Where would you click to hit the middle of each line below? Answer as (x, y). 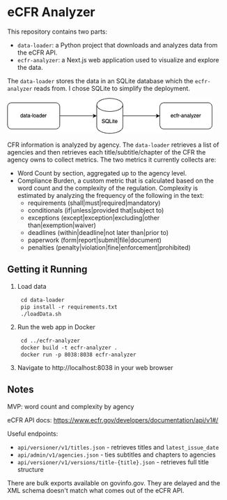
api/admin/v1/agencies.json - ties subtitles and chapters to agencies (116, 455)
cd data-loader (42, 300)
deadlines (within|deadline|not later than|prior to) (98, 232)
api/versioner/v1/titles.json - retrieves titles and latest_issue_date (118, 447)
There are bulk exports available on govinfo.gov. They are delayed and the (114, 483)
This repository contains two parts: (57, 31)
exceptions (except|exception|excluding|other (94, 217)
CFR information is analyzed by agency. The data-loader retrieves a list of (113, 145)
